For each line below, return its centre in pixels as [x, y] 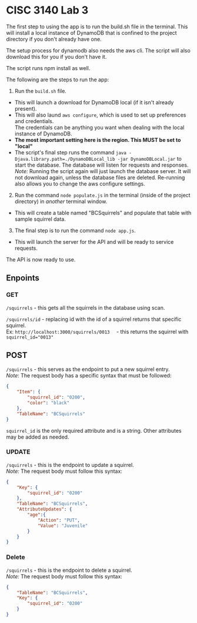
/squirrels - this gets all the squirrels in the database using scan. [86, 307]
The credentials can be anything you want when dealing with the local [99, 127]
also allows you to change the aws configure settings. [80, 184]
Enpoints [23, 278]
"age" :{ [36, 515]
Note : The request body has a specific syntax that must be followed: [89, 376]
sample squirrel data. [40, 219]
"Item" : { [29, 392]
